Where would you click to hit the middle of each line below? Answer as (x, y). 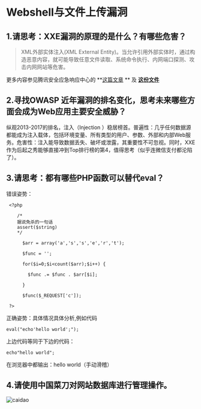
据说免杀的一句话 (35, 222)
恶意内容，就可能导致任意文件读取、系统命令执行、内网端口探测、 (108, 59)
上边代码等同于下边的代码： (40, 341)
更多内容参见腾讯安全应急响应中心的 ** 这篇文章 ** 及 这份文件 (83, 80)
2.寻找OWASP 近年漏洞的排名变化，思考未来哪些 (97, 101)
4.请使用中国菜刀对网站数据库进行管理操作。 (89, 385)
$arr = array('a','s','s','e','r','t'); (73, 243)
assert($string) (37, 227)
